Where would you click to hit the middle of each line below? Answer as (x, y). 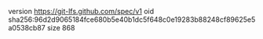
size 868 (61, 28)
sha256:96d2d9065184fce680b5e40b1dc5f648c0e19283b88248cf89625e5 (132, 19)
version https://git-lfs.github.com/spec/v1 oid (81, 11)
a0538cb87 (27, 28)
